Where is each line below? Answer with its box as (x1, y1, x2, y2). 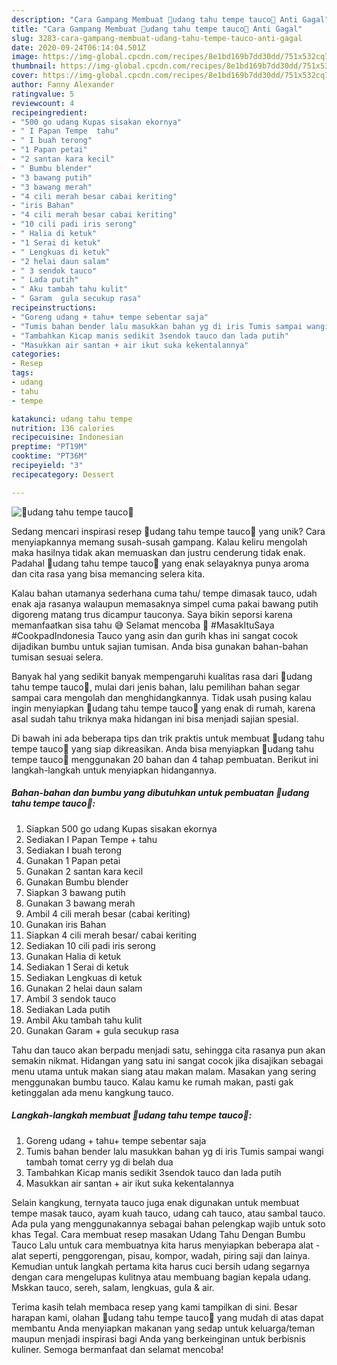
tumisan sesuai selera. (11, 651, 104, 663)
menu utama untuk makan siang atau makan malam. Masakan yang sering (11, 1065, 317, 1077)
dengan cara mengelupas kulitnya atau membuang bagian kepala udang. (11, 1271, 312, 1283)
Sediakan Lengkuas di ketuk (25, 971, 143, 983)
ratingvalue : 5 (11, 89, 75, 99)
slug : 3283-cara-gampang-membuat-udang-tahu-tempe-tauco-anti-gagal (11, 33, 303, 43)
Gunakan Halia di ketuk (25, 950, 122, 962)
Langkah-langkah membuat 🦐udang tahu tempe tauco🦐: (11, 1109, 253, 1121)
